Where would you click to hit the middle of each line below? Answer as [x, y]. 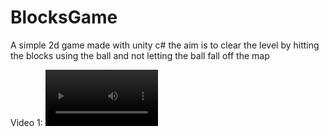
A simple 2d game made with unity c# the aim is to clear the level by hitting [165, 45]
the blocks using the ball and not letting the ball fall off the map [140, 55]
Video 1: [26, 122]
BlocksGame [64, 17]
